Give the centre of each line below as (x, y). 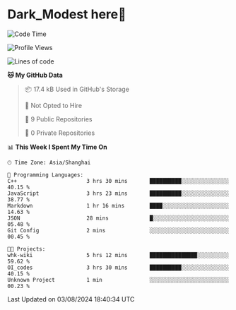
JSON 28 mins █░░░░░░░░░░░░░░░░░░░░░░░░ (118, 218)
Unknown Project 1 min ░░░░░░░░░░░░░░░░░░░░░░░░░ (118, 280)
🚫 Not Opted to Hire (53, 105)
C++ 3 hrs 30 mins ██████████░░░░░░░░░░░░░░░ (118, 181)
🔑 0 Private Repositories (60, 133)
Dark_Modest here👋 (67, 14)
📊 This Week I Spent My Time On (57, 147)
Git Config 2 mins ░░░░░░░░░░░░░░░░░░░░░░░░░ (118, 230)
